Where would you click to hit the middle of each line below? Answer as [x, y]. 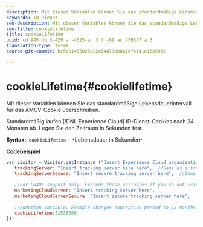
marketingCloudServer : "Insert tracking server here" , [85, 191]
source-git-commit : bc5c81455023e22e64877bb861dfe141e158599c [86, 51]
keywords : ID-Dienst [32, 18]
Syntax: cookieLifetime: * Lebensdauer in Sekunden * [75, 139]
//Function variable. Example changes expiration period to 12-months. [106, 207]
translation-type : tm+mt [37, 46]
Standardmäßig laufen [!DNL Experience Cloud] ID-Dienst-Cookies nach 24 [100, 121]
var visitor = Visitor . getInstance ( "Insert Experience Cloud [86, 162]
